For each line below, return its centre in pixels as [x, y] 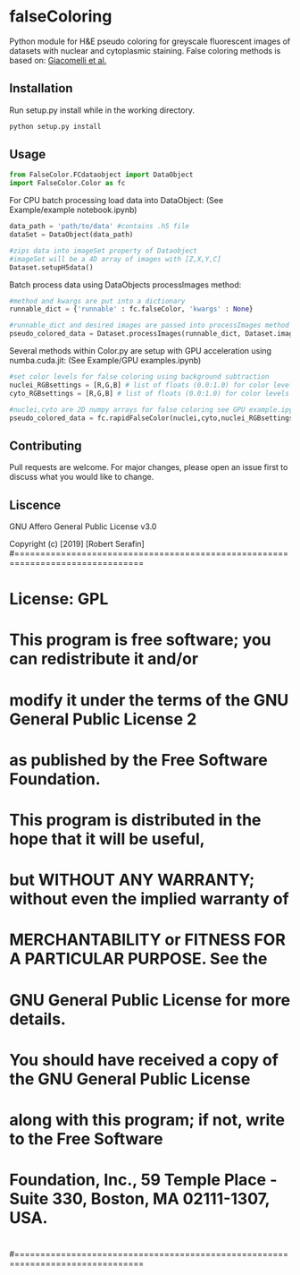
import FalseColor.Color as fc [67, 184]
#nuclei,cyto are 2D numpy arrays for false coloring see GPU [127, 409]
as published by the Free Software [138, 760]
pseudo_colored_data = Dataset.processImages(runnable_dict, [125, 334]
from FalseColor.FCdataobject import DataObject [101, 175]
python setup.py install [55, 126]
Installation [41, 88]
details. [38, 1019]
